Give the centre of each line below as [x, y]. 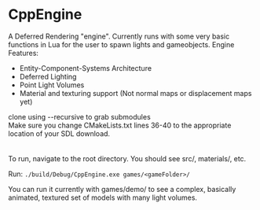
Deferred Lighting [48, 76]
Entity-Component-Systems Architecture [85, 68]
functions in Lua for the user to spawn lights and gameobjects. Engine [121, 44]
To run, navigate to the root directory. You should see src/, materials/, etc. [127, 158]
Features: [24, 53]
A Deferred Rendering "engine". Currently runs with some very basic [119, 36]
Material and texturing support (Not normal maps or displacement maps [135, 93]
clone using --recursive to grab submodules [79, 116]
